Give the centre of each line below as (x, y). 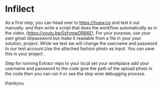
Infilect (20, 9)
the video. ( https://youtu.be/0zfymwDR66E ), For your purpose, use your (78, 33)
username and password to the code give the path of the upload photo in (79, 68)
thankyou (14, 83)
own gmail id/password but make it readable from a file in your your (73, 38)
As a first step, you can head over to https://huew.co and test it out (72, 23)
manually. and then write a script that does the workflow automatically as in (81, 27)
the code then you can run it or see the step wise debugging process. (75, 73)
